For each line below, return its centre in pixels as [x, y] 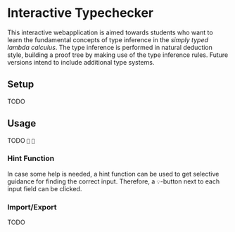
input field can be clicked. [45, 188]
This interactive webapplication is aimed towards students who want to [110, 32]
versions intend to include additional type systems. [81, 62]
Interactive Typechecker [81, 13]
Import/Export [32, 207]
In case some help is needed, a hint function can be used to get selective [113, 174]
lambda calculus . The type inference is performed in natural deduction [110, 47]
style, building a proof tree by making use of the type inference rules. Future [118, 55]
